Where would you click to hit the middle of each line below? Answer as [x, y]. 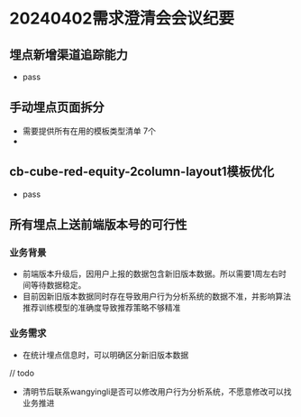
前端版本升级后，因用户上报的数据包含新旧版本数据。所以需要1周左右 [150, 274]
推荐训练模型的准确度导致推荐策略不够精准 [101, 308]
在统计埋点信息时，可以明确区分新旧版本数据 [105, 355]
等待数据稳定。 [58, 285]
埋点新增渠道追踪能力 [68, 55]
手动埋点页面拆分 [57, 108]
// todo [22, 373]
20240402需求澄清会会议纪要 [122, 19]
